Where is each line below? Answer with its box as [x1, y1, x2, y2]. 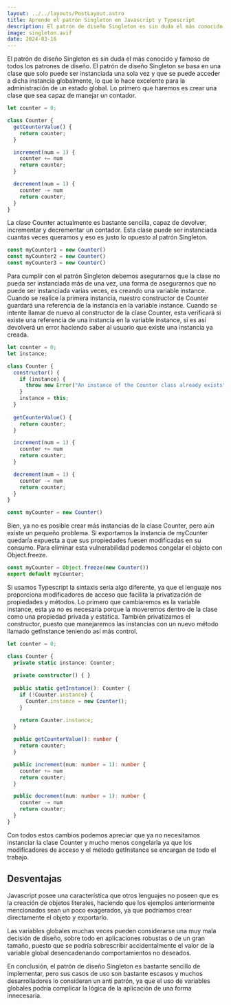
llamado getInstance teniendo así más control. [7, 627, 138, 635]
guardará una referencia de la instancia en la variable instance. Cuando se [7, 301, 218, 309]
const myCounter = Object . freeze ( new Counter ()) [7, 564, 149, 571]
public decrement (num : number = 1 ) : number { [13, 793, 146, 800]
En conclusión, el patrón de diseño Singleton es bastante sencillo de [7, 962, 201, 970]
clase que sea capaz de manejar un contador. [7, 91, 137, 100]
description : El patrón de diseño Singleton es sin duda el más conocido [7, 23, 223, 30]
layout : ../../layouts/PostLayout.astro [7, 10, 125, 17]
